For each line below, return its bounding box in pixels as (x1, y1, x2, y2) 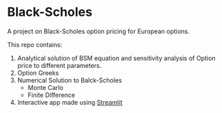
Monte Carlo (27, 83, 64, 92)
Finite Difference (27, 91, 76, 99)
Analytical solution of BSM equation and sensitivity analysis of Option (17, 53, 216, 62)
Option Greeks (17, 69, 59, 77)
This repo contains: (7, 40, 62, 49)
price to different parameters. (17, 61, 102, 69)
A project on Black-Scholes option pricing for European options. (7, 27, 190, 35)
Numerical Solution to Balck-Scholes (17, 76, 123, 84)
